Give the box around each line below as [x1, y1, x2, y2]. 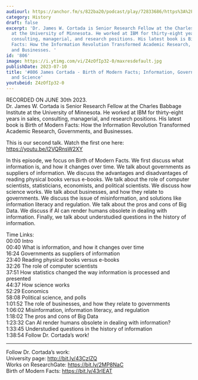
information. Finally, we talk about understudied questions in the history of [6, 213, 187, 220]
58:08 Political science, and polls [6, 294, 87, 301]
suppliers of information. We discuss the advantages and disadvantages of [6, 170, 189, 176]
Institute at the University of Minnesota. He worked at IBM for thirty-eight [6, 109, 184, 116]
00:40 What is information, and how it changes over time [6, 243, 144, 251]
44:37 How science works [6, 281, 70, 288]
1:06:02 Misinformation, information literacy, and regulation [6, 307, 150, 313]
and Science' [11, 74, 44, 80]
